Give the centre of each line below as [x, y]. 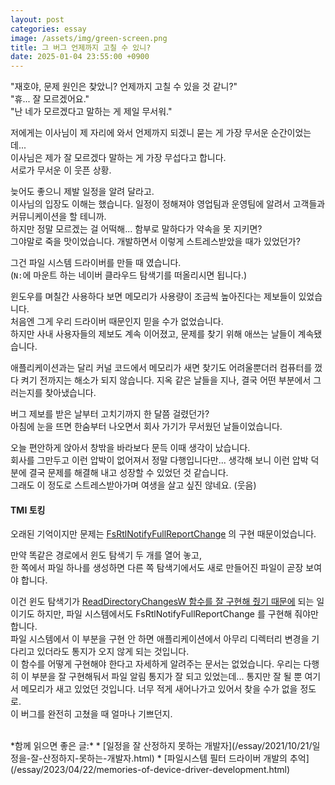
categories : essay [48, 29]
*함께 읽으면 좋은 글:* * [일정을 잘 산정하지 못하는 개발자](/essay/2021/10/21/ [161, 746]
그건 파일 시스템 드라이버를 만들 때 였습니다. [96, 263]
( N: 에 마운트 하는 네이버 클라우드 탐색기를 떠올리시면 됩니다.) [129, 275]
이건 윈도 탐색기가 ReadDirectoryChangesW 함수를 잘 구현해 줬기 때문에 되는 [162, 602]
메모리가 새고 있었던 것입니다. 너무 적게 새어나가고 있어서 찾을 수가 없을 [159, 689]
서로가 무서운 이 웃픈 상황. [61, 170]
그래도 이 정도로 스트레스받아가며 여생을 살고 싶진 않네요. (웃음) [133, 485]
